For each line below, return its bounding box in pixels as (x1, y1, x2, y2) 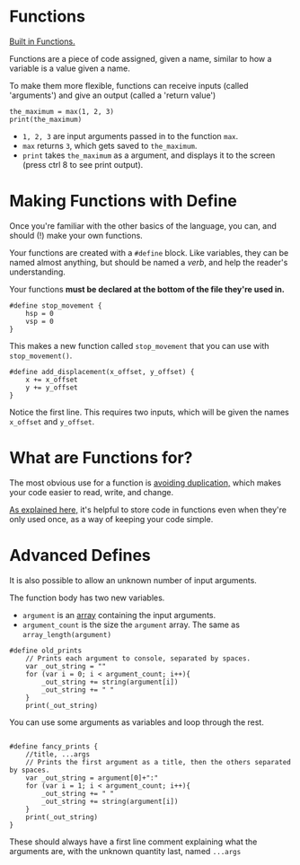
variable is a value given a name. (9, 63, 130, 74)
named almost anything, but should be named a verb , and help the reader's (9, 257, 288, 267)
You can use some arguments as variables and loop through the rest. (9, 716, 265, 728)
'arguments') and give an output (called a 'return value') (9, 90, 216, 100)
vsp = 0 (25, 317, 54, 326)
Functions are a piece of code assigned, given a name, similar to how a (9, 53, 272, 64)
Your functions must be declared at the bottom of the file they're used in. (9, 284, 285, 294)
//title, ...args (25, 749, 91, 759)
